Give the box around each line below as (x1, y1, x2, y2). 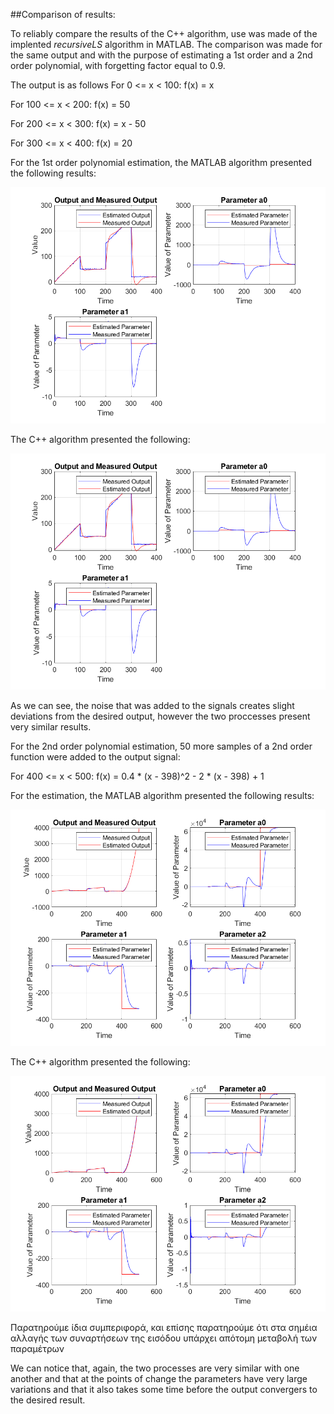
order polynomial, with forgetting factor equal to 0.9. (10, 60, 226, 71)
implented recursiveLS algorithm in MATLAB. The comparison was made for (10, 39, 323, 50)
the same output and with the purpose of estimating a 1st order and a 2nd (10, 49, 313, 61)
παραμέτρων (10, 1343, 65, 1355)
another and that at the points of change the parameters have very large (10, 1373, 308, 1385)
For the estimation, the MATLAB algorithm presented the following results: (10, 789, 315, 801)
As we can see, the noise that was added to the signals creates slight (10, 699, 295, 711)
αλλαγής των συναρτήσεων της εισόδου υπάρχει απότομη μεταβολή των (10, 1332, 318, 1344)
